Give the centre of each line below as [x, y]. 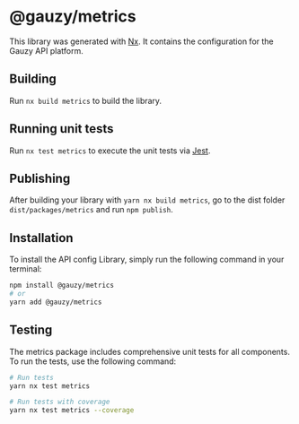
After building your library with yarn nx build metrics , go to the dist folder [147, 200]
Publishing [40, 178]
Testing [31, 330]
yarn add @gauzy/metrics [56, 302]
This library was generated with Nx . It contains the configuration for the [141, 41]
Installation [41, 238]
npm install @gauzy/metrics [62, 286]
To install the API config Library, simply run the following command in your [147, 260]
